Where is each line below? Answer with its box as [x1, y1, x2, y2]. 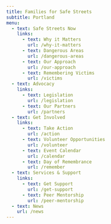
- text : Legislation [21, 92, 73, 98]
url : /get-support [27, 186, 73, 192]
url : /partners [27, 109, 66, 115]
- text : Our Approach [21, 59, 76, 65]
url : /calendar [27, 153, 66, 159]
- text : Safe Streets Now [11, 25, 76, 32]
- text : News [11, 203, 44, 209]
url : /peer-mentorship [27, 198, 84, 204]
